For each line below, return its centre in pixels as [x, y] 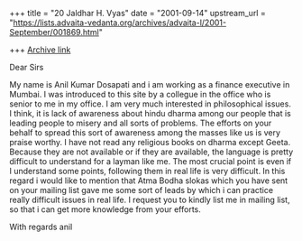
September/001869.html [54, 32]
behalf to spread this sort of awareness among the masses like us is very [145, 133]
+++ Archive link [40, 50]
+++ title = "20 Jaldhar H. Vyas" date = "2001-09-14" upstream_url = [137, 13]
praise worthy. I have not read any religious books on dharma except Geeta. [150, 142]
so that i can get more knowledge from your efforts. [105, 209]
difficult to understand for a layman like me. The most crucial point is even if [151, 161]
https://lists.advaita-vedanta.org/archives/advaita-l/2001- [120, 23]
